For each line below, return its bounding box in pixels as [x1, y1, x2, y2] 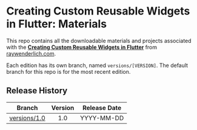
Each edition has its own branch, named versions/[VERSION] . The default [6, 62, 189, 69]
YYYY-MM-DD [79, 114, 124, 122]
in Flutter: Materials [6, 17, 107, 31]
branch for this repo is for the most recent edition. [6, 68, 131, 75]
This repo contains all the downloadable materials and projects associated [6, 37, 192, 44]
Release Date [82, 103, 122, 112]
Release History [6, 86, 68, 96]
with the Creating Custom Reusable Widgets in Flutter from [6, 44, 158, 51]
